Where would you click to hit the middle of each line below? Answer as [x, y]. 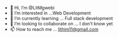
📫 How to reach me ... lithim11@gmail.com [54, 29]
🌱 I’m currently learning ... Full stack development [62, 18]
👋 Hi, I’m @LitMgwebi [32, 8]
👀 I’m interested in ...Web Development [50, 13]
